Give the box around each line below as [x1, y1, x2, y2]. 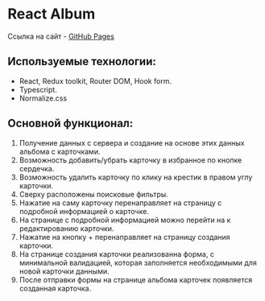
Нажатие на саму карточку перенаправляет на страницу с [19, 198, 222, 208]
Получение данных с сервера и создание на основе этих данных [19, 138, 245, 147]
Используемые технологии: [7, 55, 156, 68]
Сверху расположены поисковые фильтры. [19, 189, 168, 199]
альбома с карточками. [19, 146, 101, 156]
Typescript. [19, 85, 57, 94]
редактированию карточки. [19, 223, 114, 233]
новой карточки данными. [19, 266, 110, 276]
